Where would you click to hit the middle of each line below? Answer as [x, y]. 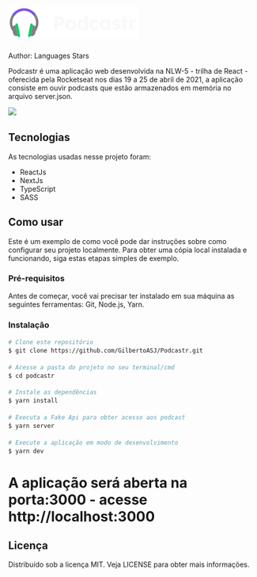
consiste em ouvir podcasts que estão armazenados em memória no [120, 88]
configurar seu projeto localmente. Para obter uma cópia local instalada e [128, 250]
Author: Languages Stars [49, 55]
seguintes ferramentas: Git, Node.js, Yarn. [76, 304]
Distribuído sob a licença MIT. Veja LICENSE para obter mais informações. [129, 564]
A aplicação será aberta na [98, 483]
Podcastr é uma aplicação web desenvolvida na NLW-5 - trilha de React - [128, 71]
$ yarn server [32, 426]
